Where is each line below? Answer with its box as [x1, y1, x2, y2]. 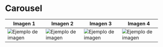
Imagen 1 [13, 20, 35, 27]
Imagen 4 [128, 20, 150, 27]
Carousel [5, 3, 43, 14]
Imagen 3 [89, 20, 112, 27]
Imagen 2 [51, 20, 74, 27]
